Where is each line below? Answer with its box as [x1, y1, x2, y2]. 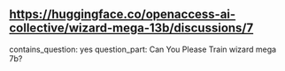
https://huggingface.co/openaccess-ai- [9, 7, 236, 22]
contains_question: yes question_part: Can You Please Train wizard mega [9, 44, 277, 54]
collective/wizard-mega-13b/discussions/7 [9, 21, 254, 36]
